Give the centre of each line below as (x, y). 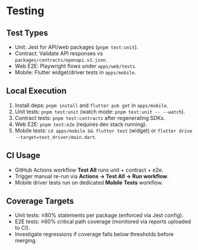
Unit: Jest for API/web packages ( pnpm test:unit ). (76, 47)
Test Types (27, 33)
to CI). (22, 228)
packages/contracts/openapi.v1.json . (61, 60)
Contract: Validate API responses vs (59, 53)
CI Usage (23, 156)
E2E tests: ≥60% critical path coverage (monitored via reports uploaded (103, 221)
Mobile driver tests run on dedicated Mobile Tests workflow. (89, 182)
